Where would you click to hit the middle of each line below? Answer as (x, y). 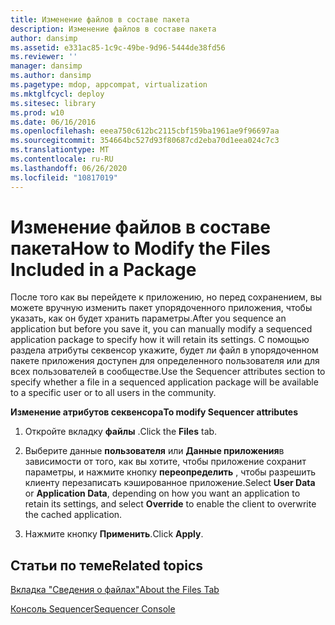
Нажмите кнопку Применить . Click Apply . (114, 534)
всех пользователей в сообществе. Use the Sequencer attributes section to (168, 372)
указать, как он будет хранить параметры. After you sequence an (148, 318)
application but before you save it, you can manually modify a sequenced (161, 329)
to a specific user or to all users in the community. (113, 393)
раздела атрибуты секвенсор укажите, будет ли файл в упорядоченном (164, 350)
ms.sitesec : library (53, 103)
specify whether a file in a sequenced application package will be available (164, 382)
